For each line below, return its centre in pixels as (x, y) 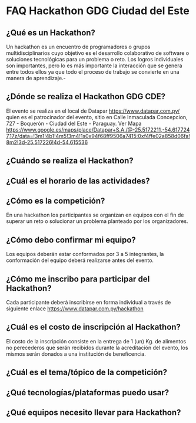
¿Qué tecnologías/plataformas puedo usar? (88, 393)
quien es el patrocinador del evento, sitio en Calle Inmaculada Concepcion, (97, 117)
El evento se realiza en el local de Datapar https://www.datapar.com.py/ (93, 111)
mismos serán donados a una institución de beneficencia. (76, 354)
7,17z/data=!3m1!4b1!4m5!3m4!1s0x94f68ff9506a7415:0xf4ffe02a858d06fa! (98, 136)
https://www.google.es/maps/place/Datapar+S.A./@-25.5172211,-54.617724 (98, 129)
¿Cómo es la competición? (56, 201)
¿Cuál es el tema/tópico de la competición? (87, 373)
